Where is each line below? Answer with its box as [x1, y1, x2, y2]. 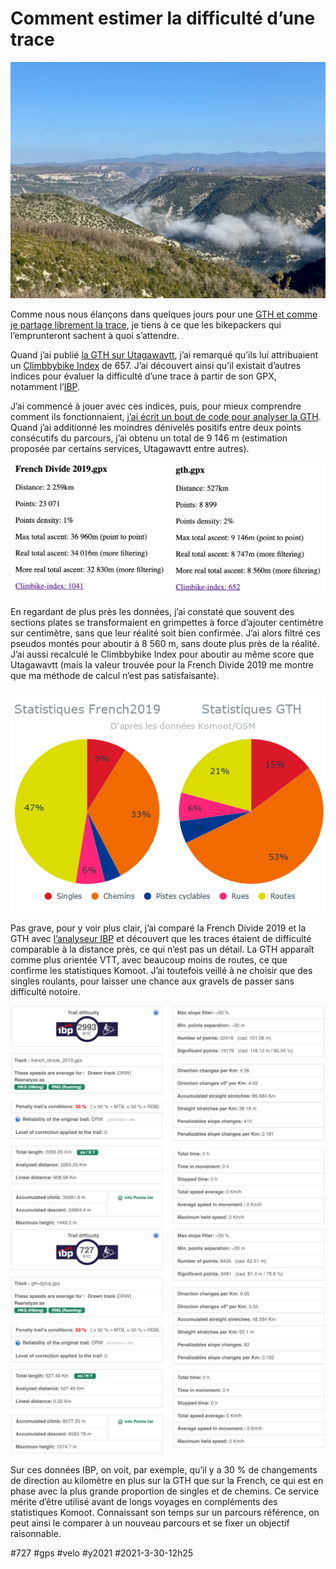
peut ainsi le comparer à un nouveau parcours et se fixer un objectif [10, 1517, 290, 1529]
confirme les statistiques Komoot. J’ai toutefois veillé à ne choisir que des [10, 964, 313, 976]
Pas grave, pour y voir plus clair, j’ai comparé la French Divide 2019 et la [10, 922, 307, 934]
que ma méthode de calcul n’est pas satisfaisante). [10, 670, 220, 682]
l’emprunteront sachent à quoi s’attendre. [10, 329, 180, 341]
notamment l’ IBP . [10, 380, 81, 392]
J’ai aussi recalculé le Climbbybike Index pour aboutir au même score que [10, 648, 315, 661]
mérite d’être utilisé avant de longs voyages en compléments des [10, 1496, 278, 1508]
